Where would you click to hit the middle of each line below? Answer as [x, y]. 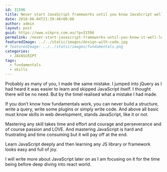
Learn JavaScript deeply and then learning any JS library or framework [78, 144]
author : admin [20, 24]
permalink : [16, 38]
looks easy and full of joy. [31, 149]
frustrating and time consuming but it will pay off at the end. [66, 135]
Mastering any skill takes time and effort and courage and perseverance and [83, 124]
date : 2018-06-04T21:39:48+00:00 [40, 19]
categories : [17, 51]
